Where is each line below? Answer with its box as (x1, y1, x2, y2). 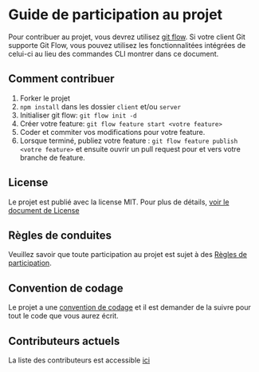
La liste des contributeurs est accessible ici (8, 355, 150, 365)
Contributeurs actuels (8, 334, 120, 348)
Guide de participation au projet (8, 6, 223, 24)
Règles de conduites (8, 228, 112, 242)
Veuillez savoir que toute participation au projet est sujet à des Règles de (8, 250, 247, 259)
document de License (8, 205, 80, 215)
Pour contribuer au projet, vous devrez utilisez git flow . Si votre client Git (8, 32, 245, 42)
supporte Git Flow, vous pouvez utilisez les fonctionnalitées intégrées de (8, 40, 246, 49)
